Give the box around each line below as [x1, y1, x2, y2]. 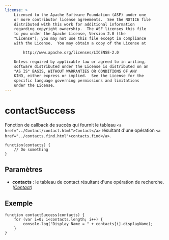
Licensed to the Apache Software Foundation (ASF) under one [14, 12, 146, 17]
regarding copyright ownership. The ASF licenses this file [14, 27, 146, 32]
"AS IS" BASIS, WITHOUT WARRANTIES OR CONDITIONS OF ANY [14, 68, 137, 74]
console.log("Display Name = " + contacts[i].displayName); [23, 222, 153, 227]
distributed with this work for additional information [14, 21, 135, 27]
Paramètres [5, 165, 43, 174]
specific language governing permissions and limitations [14, 78, 139, 83]
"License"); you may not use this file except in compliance [14, 36, 146, 41]
